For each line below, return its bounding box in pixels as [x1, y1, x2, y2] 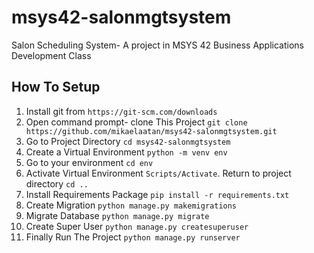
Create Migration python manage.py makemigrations [25, 199, 238, 211]
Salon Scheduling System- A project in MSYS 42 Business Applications [11, 39, 304, 51]
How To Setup [11, 79, 101, 96]
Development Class [11, 49, 92, 61]
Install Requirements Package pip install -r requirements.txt [25, 188, 290, 200]
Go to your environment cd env [25, 156, 154, 168]
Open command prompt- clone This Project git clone [25, 116, 248, 128]
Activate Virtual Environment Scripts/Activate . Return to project [25, 167, 292, 179]
